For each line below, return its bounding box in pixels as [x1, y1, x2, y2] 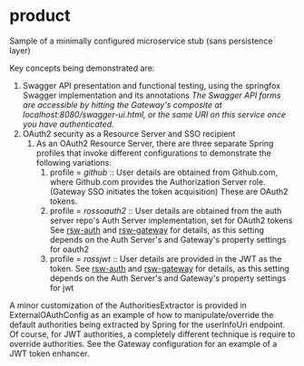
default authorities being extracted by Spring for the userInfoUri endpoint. [9, 319, 286, 330]
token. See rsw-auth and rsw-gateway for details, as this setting [49, 263, 290, 274]
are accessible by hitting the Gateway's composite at [22, 99, 222, 110]
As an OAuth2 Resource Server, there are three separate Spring [35, 138, 274, 149]
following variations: [35, 157, 112, 168]
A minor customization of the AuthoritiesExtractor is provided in [9, 300, 248, 311]
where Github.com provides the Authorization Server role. [49, 176, 266, 187]
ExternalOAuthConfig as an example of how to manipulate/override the [9, 309, 274, 320]
